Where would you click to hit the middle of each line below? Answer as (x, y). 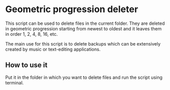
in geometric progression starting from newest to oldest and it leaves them (83, 28)
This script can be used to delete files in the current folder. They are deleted (85, 23)
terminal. (15, 82)
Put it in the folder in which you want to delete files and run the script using (84, 77)
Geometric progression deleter (72, 9)
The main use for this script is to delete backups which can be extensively (83, 43)
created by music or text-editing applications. (53, 49)
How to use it (26, 65)
